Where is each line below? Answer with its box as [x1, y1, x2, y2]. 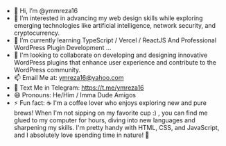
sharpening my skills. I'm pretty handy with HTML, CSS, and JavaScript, [13, 124, 220, 131]
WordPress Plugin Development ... [13, 44, 112, 51]
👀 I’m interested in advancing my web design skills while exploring [13, 14, 203, 22]
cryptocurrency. [13, 29, 60, 37]
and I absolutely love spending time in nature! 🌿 [13, 131, 150, 139]
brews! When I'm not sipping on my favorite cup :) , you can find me [13, 108, 208, 117]
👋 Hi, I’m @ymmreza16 [13, 7, 78, 15]
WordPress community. [13, 66, 81, 74]
